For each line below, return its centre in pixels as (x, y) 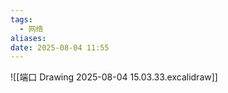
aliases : (28, 38)
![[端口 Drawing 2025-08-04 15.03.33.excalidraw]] (114, 77)
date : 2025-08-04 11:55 (60, 47)
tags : (21, 19)
